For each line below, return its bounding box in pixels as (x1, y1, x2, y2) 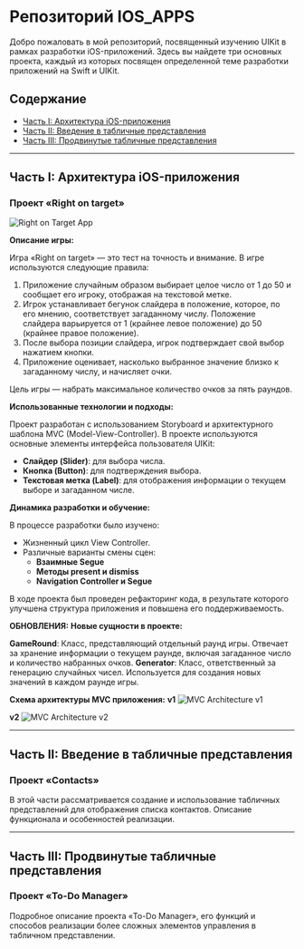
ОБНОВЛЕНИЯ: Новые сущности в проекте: (9, 621, 183, 632)
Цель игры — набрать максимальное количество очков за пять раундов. (9, 383, 292, 395)
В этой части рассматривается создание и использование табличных (9, 795, 280, 806)
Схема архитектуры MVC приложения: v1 (9, 694, 176, 705)
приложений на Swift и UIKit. (9, 65, 120, 76)
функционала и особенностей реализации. (9, 814, 175, 825)
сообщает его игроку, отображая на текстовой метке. (22, 289, 233, 300)
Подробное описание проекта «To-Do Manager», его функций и (9, 910, 256, 921)
